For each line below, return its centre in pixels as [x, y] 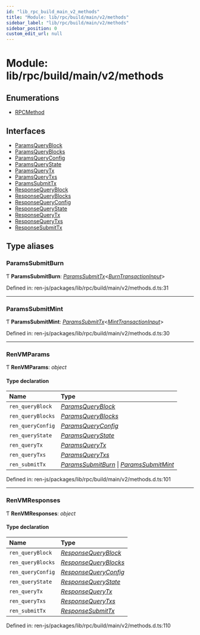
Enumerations [33, 98]
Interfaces [26, 131]
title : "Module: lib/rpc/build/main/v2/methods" [68, 17]
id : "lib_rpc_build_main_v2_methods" [53, 12]
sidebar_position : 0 [32, 28]
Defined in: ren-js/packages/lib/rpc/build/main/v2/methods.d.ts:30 [88, 333]
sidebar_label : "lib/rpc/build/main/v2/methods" [68, 23]
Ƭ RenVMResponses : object [41, 513]
